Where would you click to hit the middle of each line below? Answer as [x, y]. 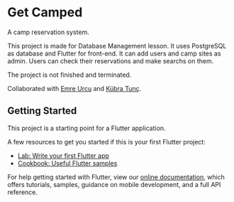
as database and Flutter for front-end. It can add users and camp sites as [114, 53]
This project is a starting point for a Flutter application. [87, 128]
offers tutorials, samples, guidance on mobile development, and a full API [114, 184]
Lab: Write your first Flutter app [63, 155]
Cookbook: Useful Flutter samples [67, 163]
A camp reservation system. [49, 32]
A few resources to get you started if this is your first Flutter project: [106, 142]
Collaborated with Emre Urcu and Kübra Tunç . [74, 88]
